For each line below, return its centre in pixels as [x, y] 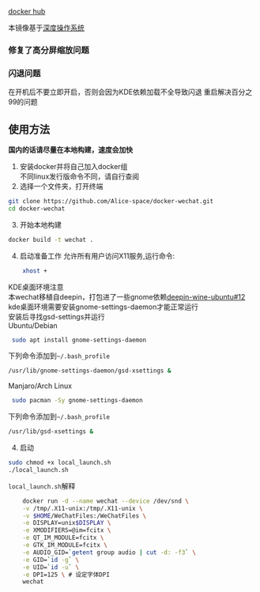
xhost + [35, 271]
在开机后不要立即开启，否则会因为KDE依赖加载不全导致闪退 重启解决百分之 [130, 92]
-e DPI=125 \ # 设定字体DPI [66, 575]
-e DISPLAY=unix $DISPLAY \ [67, 523]
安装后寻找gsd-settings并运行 [57, 316]
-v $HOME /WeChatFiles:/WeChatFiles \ [85, 516]
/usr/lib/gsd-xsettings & [51, 432]
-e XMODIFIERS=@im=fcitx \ [67, 530]
